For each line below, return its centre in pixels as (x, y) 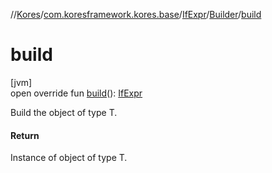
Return (25, 135)
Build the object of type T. (64, 112)
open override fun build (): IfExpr (76, 93)
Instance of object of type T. (69, 158)
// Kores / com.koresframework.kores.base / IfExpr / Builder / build (136, 14)
